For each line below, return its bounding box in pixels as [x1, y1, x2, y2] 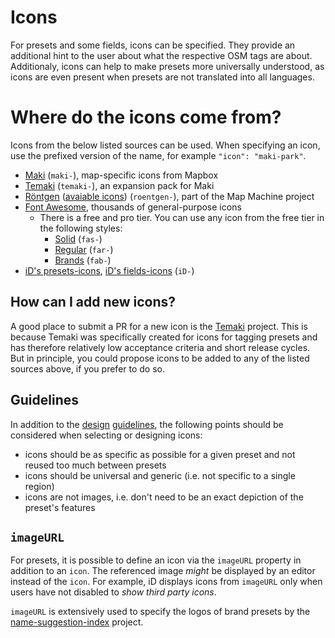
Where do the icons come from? [10, 106, 282, 129]
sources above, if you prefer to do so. [10, 362, 165, 375]
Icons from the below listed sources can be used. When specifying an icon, [10, 139, 321, 151]
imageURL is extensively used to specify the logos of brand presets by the [10, 606, 311, 618]
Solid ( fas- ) [54, 232, 103, 245]
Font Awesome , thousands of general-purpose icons [24, 201, 242, 213]
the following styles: [39, 222, 123, 234]
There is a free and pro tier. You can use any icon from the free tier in [39, 211, 325, 223]
